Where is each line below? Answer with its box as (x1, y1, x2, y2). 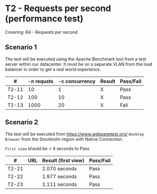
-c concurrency (57, 78, 96, 85)
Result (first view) (42, 157, 85, 164)
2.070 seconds (42, 165, 77, 172)
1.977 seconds (42, 173, 77, 179)
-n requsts (28, 78, 54, 85)
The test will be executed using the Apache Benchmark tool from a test (5, 56, 146, 62)
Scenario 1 (5, 43, 37, 51)
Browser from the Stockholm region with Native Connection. (5, 136, 124, 142)
